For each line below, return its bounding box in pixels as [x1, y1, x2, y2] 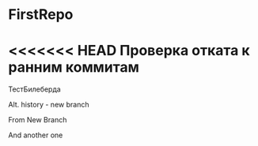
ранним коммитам [8, 58, 140, 77]
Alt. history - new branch [8, 100, 89, 110]
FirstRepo [8, 6, 74, 24]
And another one [8, 130, 63, 140]
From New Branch [8, 115, 67, 125]
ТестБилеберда [8, 84, 61, 94]
